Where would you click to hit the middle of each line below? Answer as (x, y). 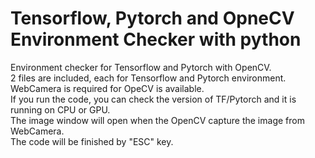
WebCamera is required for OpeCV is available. (107, 88)
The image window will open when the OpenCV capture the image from (157, 120)
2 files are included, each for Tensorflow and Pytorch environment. (148, 78)
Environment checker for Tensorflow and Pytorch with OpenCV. (141, 67)
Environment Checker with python (156, 39)
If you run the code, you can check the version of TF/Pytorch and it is (153, 99)
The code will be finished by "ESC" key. (92, 141)
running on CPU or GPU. (60, 109)
